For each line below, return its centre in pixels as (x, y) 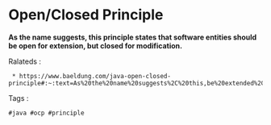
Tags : (19, 98)
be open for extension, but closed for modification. (96, 45)
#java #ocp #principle (46, 113)
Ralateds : (25, 61)
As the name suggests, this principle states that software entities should (133, 37)
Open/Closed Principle (86, 15)
